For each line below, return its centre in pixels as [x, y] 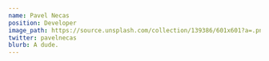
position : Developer [43, 23]
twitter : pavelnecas [43, 38]
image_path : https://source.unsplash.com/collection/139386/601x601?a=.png [137, 30]
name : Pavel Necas [39, 15]
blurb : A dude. [34, 45]
